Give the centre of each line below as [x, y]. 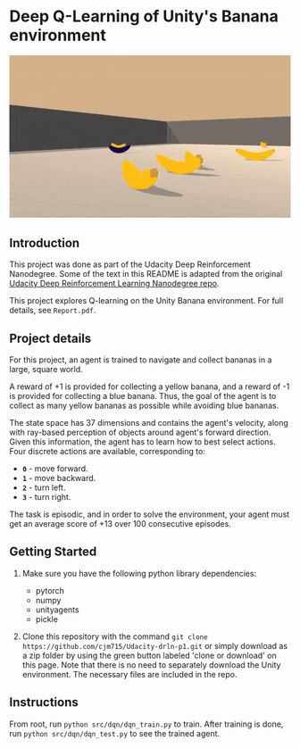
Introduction [45, 243]
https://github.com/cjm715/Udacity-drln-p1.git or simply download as [155, 645]
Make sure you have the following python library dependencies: [139, 573]
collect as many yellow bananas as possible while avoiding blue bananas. [144, 405]
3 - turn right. [46, 496]
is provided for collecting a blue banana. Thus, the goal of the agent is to [143, 395]
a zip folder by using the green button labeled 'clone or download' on [149, 655]
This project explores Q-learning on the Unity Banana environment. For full [146, 301]
